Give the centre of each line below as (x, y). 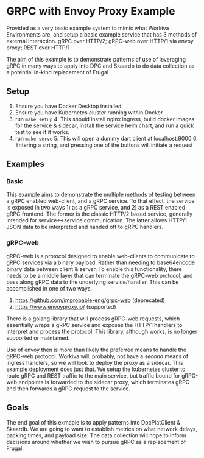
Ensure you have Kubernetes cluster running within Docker (89, 112)
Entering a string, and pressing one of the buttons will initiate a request (104, 145)
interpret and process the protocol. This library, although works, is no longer (102, 331)
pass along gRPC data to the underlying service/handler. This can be (93, 282)
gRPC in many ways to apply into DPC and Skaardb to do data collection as (100, 66)
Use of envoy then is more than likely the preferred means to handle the (97, 350)
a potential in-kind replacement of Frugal (57, 72)
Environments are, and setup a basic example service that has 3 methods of (102, 34)
